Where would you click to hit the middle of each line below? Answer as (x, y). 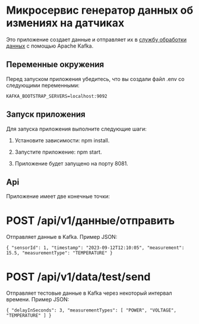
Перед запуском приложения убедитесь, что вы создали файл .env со (95, 79)
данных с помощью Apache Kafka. (50, 46)
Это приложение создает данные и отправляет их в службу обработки (97, 39)
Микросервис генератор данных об (100, 10)
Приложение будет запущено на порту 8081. (72, 163)
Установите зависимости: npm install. (62, 140)
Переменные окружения (55, 65)
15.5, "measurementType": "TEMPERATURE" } (59, 253)
